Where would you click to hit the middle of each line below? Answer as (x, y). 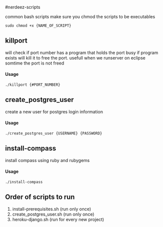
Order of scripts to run (40, 197)
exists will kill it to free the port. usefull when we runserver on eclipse (75, 58)
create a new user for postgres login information (54, 112)
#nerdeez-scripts (23, 7)
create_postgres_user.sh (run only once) (53, 214)
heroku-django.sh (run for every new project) (58, 219)
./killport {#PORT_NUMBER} (33, 85)
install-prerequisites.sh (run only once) (51, 209)
